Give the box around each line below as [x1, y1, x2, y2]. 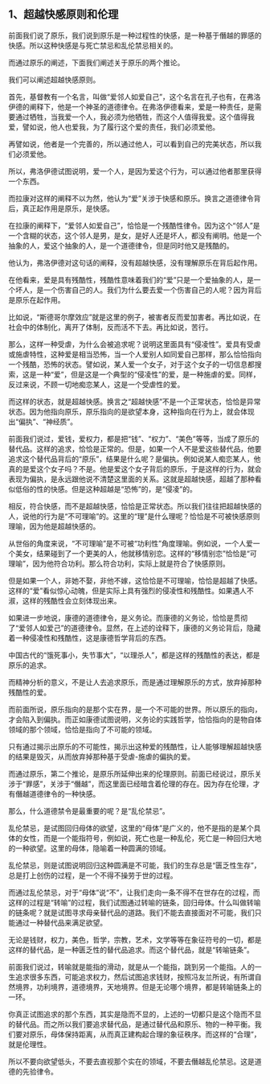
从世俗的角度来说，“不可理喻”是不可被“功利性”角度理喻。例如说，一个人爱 [8, 538, 253, 548]
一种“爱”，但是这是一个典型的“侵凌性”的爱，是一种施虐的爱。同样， [35, 369, 260, 379]
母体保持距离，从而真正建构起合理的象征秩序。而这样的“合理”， [50, 1029, 261, 1039]
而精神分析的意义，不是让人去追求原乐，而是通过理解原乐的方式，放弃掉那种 [8, 677, 262, 686]
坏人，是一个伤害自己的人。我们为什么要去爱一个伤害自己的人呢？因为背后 [14, 285, 262, 295]
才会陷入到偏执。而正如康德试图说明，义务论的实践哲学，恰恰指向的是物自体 [8, 715, 262, 724]
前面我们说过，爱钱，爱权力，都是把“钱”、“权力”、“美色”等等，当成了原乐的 [8, 434, 260, 443]
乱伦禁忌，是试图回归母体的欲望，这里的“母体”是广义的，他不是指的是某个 [8, 823, 255, 833]
